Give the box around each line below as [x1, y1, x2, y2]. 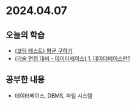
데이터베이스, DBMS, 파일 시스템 [14, 91, 93, 99]
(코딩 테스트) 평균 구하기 [14, 47, 73, 54]
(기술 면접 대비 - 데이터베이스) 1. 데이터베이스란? [14, 55, 131, 62]
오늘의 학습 [6, 29, 45, 40]
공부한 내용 [6, 74, 45, 85]
